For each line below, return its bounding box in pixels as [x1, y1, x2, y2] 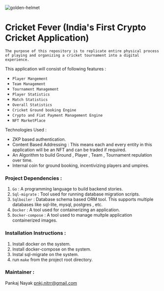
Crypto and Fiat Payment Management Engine [12, 113, 103, 118]
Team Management [12, 81, 46, 86]
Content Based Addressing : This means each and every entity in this [12, 141, 152, 147]
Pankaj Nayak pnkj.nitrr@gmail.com [5, 280, 78, 286]
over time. [12, 157, 33, 163]
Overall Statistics [12, 102, 53, 107]
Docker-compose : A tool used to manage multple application [12, 212, 133, 218]
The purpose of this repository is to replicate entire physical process [5, 48, 160, 54]
